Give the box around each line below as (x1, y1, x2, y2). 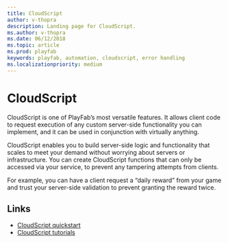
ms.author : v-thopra (7, 29, 66, 36)
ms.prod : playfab (7, 49, 57, 55)
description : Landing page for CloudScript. (7, 23, 136, 29)
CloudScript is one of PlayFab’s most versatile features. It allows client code (7, 113, 221, 121)
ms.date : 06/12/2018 (7, 36, 66, 42)
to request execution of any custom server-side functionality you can (7, 120, 202, 129)
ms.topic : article (7, 42, 60, 49)
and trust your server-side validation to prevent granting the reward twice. (7, 183, 216, 192)
